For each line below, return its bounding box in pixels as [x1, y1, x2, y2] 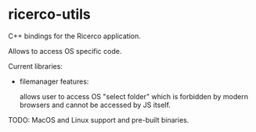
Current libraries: [8, 61, 63, 71]
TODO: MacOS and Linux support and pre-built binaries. [8, 115, 189, 124]
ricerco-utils [8, 5, 92, 23]
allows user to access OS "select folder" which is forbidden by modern [19, 91, 249, 101]
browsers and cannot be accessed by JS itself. [19, 100, 171, 109]
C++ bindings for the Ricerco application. [8, 31, 141, 41]
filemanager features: [19, 77, 89, 86]
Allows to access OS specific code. [8, 46, 122, 55]
